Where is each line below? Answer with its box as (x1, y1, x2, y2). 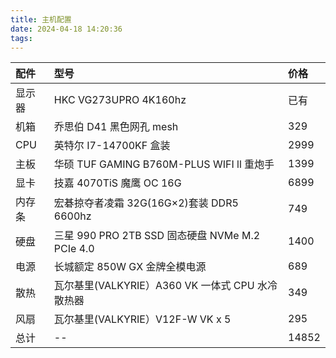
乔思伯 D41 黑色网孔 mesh (53, 120, 179, 134)
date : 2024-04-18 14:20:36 (10, 24, 123, 34)
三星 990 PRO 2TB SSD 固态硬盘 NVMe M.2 (53, 229, 261, 243)
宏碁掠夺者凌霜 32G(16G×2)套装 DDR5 (53, 196, 239, 210)
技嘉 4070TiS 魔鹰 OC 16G (53, 176, 182, 190)
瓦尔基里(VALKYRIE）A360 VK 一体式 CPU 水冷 (53, 279, 278, 293)
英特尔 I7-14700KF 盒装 (53, 139, 171, 153)
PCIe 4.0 (53, 242, 95, 256)
